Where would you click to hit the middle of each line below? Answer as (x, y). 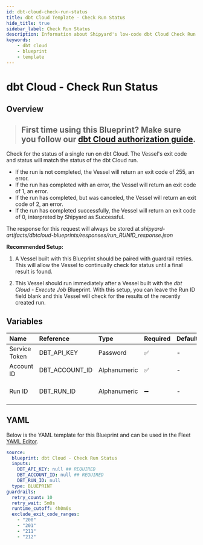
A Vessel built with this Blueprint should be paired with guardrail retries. (104, 259)
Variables (25, 322)
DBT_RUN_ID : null (39, 481)
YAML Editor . (22, 441)
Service (20, 349)
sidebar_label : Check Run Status (48, 29)
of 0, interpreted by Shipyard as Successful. (70, 217)
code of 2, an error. (39, 204)
